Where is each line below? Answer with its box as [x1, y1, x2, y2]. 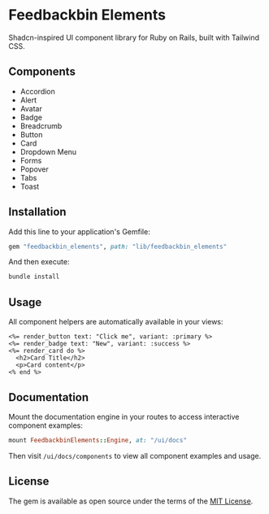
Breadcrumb [20, 120, 63, 131]
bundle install [8, 272, 60, 281]
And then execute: [8, 257, 70, 267]
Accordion [20, 86, 55, 96]
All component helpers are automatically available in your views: [8, 317, 223, 327]
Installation [8, 205, 67, 219]
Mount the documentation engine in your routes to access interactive [8, 412, 240, 421]
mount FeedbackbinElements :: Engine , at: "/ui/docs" [8, 436, 187, 444]
